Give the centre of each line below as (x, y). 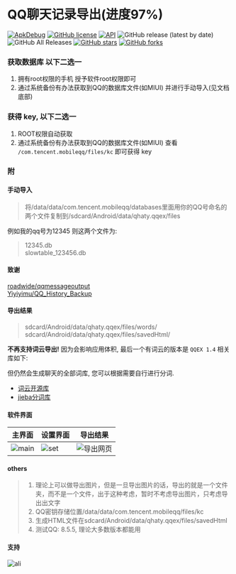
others (17, 468)
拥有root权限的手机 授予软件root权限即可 (77, 79)
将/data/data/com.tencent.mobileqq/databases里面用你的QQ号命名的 (126, 207)
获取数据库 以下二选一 (45, 62)
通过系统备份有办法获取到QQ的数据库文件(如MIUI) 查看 (97, 142)
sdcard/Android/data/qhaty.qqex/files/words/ (91, 327)
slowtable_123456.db (55, 252)
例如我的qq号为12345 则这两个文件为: (62, 231)
